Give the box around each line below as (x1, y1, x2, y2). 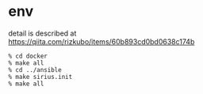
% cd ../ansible (8, 66, 62, 73)
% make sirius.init (8, 73, 73, 81)
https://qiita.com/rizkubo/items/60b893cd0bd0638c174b (8, 36, 195, 46)
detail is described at (8, 28, 77, 38)
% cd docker (8, 52, 48, 60)
